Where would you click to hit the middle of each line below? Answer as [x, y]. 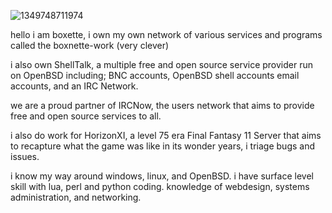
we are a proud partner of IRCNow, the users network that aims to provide [162, 105]
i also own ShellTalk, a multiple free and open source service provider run [162, 64]
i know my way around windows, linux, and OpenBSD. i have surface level [162, 176]
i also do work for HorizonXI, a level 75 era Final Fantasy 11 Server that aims [166, 135]
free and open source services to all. [86, 116]
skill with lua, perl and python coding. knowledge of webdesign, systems [160, 186]
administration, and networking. [76, 197]
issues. [25, 156]
